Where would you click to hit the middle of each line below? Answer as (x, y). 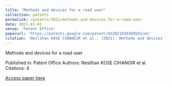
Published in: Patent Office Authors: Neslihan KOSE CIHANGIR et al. (76, 63)
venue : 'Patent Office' (31, 29)
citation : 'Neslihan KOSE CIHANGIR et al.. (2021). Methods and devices (84, 39)
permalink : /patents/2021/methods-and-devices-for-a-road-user (74, 19)
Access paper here (25, 78)
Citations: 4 (17, 68)
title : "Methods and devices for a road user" (55, 10)
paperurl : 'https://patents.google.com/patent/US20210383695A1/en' (78, 34)
